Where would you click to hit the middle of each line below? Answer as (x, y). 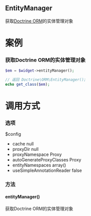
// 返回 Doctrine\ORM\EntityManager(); (46, 80)
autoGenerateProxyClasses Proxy (47, 160)
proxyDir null (25, 149)
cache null (23, 144)
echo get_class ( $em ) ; (28, 85)
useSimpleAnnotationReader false (47, 170)
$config (13, 134)
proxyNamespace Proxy (37, 154)
